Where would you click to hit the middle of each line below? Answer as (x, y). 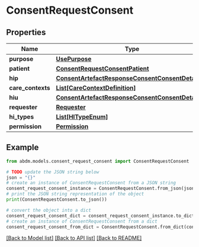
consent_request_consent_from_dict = (53, 227)
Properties (26, 32)
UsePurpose (74, 59)
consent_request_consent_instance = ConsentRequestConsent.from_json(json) (102, 189)
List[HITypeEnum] (82, 117)
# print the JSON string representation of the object (75, 194)
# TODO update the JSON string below (53, 172)
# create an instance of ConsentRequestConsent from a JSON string (91, 183)
